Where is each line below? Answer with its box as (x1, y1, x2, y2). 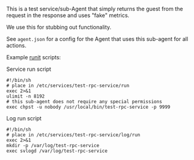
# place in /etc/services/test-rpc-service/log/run (6, 132, 140, 138)
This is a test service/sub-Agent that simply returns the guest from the (6, 5, 183, 12)
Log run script (6, 115, 41, 122)
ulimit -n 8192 (6, 93, 45, 100)
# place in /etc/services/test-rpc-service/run (6, 82, 130, 89)
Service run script (6, 65, 52, 73)
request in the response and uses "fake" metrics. (6, 12, 130, 19)
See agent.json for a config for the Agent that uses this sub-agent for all (6, 35, 189, 42)
